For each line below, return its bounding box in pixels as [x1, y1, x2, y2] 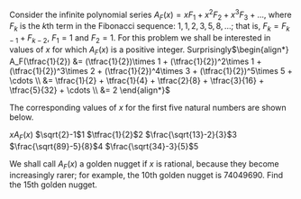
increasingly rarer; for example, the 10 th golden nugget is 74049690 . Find [9, 170, 284, 181]
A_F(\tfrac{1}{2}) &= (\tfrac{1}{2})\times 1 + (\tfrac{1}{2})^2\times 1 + [9, 56, 262, 67]
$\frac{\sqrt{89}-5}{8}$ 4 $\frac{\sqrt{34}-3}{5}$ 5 [9, 140, 199, 151]
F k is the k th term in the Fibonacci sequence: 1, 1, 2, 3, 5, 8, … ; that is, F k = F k [9, 21, 290, 34]
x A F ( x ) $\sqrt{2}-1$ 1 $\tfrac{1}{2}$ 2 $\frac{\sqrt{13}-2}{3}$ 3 [9, 129, 237, 142]
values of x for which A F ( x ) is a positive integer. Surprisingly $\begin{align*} [9, 44, 289, 57]
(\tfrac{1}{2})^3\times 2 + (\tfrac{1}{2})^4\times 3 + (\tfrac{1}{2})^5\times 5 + [9, 65, 293, 76]
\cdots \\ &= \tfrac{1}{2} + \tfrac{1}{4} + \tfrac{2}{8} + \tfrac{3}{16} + [9, 75, 264, 86]
